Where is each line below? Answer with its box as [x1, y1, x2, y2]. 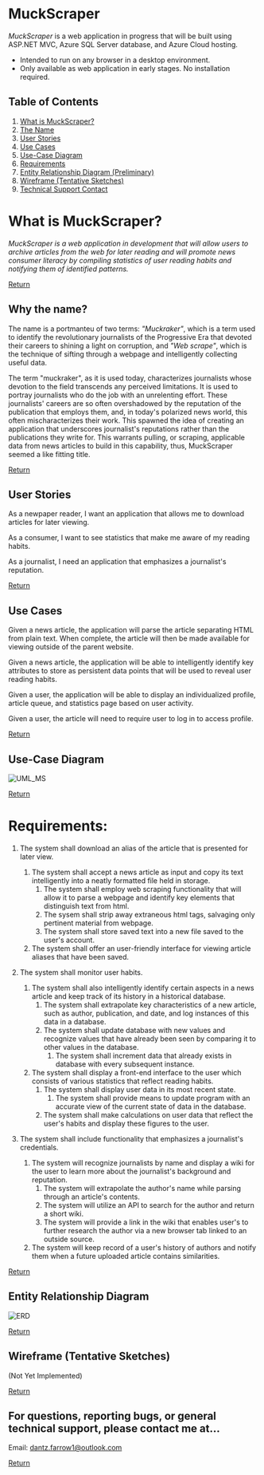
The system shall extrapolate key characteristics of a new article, [43, 1000, 257, 1009]
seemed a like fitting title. [8, 449, 91, 459]
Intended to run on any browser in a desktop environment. [19, 55, 211, 65]
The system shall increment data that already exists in [55, 1051, 232, 1060]
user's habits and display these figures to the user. [43, 1118, 209, 1128]
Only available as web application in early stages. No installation [19, 63, 231, 73]
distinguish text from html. [43, 901, 130, 910]
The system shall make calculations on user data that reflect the [43, 1110, 254, 1119]
